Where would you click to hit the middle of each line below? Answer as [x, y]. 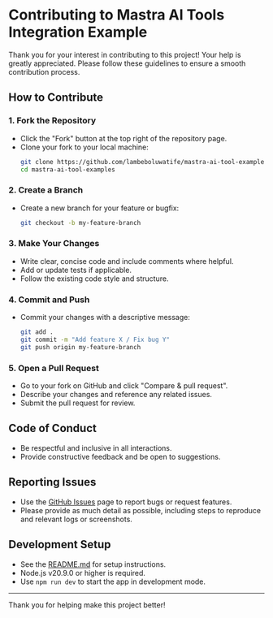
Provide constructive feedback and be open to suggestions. [120, 456]
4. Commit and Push [49, 300]
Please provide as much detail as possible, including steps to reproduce [141, 510]
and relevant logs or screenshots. [76, 519]
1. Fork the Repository [52, 121]
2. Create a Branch [46, 190]
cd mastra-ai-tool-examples [67, 169]
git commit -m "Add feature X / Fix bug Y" [95, 340]
